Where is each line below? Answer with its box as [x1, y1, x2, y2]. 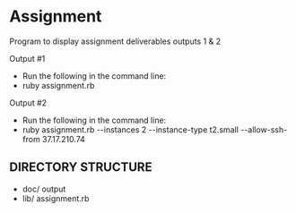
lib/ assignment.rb [22, 192, 90, 203]
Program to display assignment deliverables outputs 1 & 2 [9, 36, 222, 47]
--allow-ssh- [240, 124, 288, 135]
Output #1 [9, 53, 46, 64]
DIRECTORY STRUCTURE [9, 159, 152, 175]
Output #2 [9, 97, 48, 108]
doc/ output [22, 183, 66, 194]
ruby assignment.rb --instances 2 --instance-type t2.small [22, 124, 239, 135]
